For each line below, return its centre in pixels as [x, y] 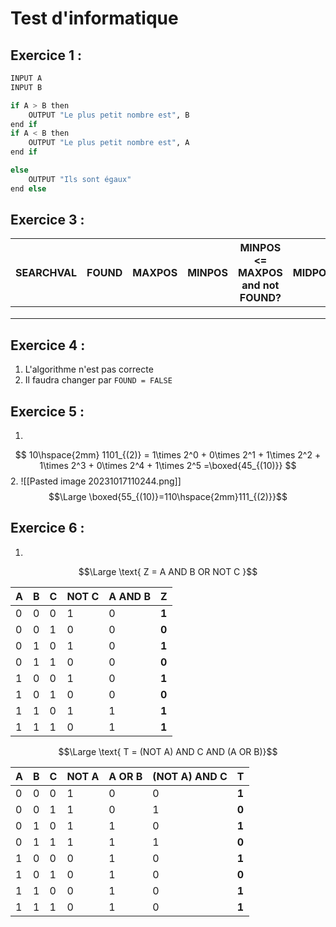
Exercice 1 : [46, 55]
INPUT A [26, 78]
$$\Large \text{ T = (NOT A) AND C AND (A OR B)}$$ [168, 751]
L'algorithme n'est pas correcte [89, 369]
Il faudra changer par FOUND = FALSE [98, 380]
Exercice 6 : [47, 528]
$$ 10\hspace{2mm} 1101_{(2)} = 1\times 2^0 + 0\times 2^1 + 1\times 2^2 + [168, 455]
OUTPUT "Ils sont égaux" [80, 179]
